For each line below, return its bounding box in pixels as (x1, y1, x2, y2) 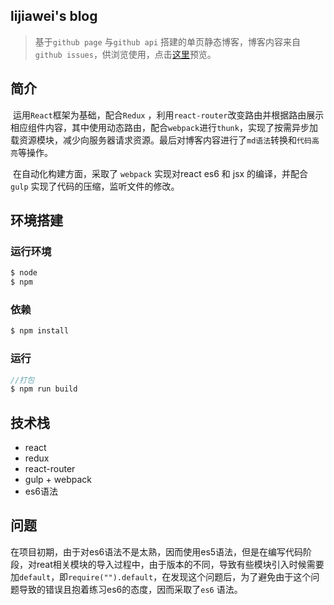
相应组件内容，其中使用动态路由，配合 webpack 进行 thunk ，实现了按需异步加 (10, 121, 318, 133)
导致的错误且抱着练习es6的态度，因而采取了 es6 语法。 (18, 583, 243, 595)
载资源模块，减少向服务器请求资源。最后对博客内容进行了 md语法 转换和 (10, 134, 298, 146)
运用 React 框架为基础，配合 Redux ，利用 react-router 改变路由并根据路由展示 (12, 109, 325, 121)
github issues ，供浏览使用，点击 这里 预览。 (34, 48, 217, 60)
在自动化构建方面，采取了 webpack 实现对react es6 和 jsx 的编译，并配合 (12, 167, 309, 179)
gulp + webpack (24, 474, 92, 486)
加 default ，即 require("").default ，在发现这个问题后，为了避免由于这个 (10, 570, 312, 583)
